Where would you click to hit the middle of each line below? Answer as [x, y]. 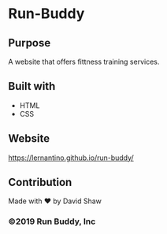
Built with [32, 86]
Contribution [40, 182]
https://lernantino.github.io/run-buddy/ [71, 158]
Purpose [30, 43]
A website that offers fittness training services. [84, 61]
